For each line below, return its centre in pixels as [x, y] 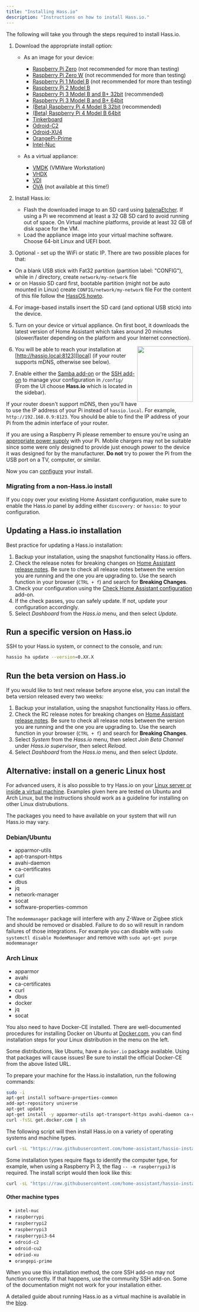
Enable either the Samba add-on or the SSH [68, 373]
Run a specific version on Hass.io [69, 632]
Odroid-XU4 [47, 132]
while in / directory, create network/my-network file [76, 276]
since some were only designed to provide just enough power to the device [98, 447]
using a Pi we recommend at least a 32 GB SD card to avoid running [106, 216]
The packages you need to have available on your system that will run [91, 816]
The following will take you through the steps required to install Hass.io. [93, 34]
